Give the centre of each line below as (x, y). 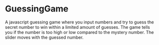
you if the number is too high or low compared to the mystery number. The (79, 32)
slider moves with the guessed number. (44, 37)
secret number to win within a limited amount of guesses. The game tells (78, 27)
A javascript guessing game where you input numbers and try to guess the (79, 22)
